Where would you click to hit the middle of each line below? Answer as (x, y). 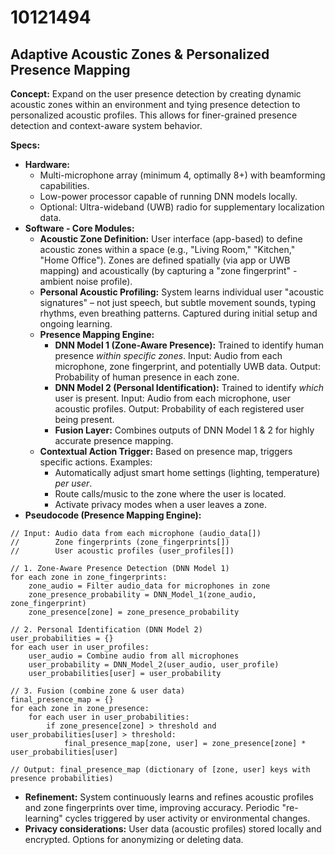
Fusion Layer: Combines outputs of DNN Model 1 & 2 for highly (184, 430)
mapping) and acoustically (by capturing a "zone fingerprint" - (168, 270)
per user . (73, 483)
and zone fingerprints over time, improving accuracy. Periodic (152, 807)
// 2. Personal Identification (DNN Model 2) (106, 630)
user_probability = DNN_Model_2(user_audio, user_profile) (154, 665)
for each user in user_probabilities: (109, 717)
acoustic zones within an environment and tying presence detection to (155, 104)
